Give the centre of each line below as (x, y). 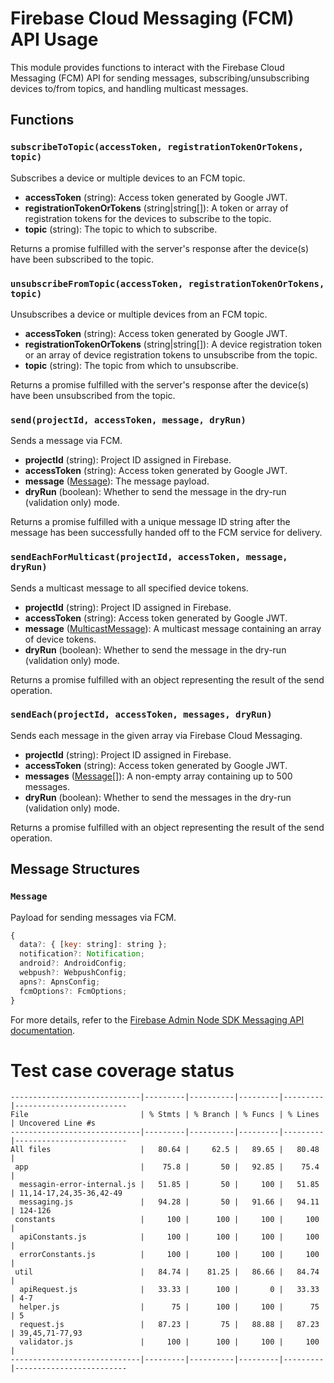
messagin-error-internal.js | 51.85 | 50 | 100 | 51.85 (169, 1185)
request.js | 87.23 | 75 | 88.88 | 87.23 (169, 1325)
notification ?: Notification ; (82, 954)
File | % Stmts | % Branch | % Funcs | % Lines (165, 1115)
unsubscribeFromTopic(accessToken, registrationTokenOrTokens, (167, 283)
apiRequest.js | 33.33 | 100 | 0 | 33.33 (169, 1290)
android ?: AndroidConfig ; (73, 963)
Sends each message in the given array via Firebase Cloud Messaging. (156, 735)
